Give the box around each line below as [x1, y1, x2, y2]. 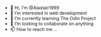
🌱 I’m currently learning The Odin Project [10, 15, 96, 21]
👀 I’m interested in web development [10, 10, 87, 16]
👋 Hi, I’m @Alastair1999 [10, 5, 60, 10]
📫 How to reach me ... [10, 26, 58, 32]
